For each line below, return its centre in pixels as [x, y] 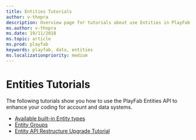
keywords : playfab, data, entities [50, 50]
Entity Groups [31, 125]
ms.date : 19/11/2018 [31, 34]
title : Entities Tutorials [39, 11]
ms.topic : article [28, 39]
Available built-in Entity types [50, 118]
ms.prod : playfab [27, 45]
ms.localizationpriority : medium [47, 55]
